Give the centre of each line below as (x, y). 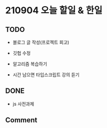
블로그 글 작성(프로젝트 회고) (41, 42)
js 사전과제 (23, 104)
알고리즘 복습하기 (30, 64)
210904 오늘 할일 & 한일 (54, 10)
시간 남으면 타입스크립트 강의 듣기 (46, 75)
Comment (21, 120)
